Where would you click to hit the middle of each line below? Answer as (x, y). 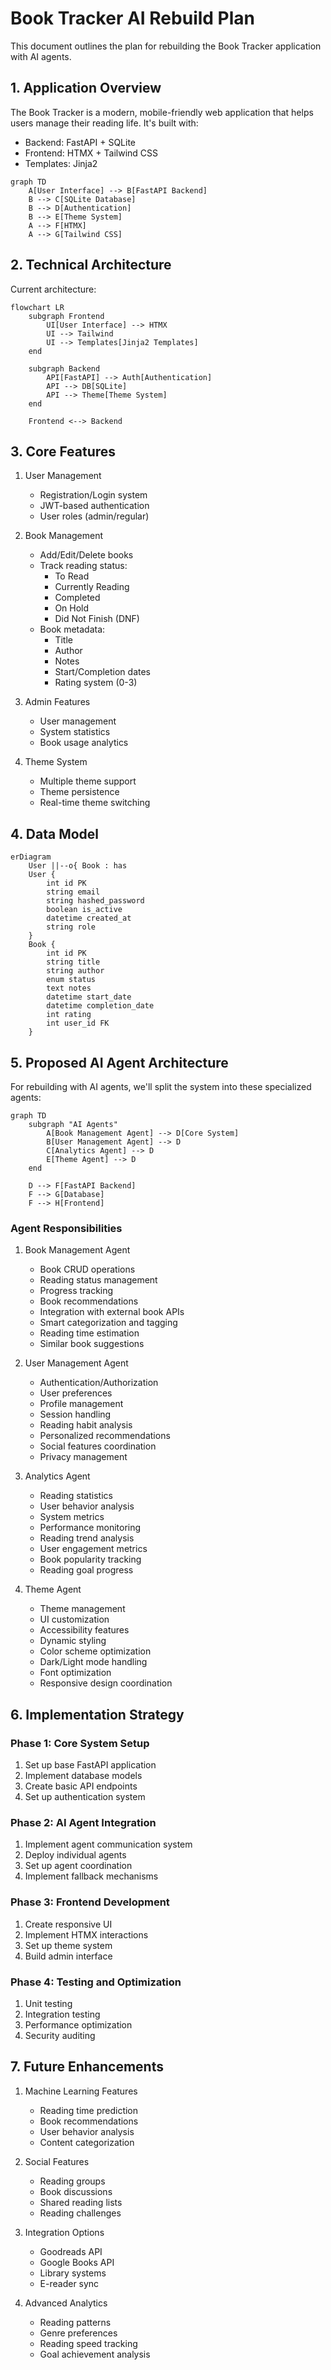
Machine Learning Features (81, 2091)
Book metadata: (72, 629)
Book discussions (76, 2191)
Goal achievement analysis (95, 2354)
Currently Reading (92, 587)
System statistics (75, 732)
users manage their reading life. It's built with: (104, 123)
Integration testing (62, 2014)
